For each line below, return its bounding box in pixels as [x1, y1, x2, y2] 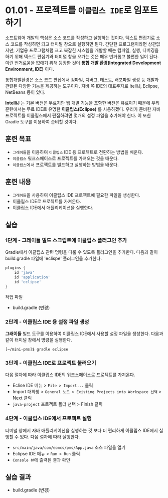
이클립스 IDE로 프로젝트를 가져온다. [12, 198, 82, 204]
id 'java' [14, 270, 35, 275]
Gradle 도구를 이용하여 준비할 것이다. [5, 118, 78, 124]
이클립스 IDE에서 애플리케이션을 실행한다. [12, 204, 94, 211]
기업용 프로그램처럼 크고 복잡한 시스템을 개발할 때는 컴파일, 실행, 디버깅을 [16, 47, 159, 53]
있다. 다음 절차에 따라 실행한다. [20, 433, 80, 439]
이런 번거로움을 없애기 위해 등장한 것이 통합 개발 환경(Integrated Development [5, 60, 161, 66]
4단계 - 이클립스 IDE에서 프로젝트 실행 [5, 415, 92, 422]
